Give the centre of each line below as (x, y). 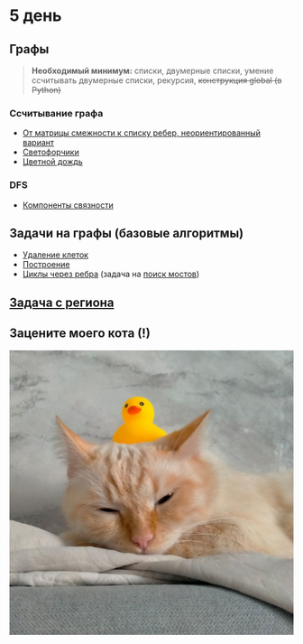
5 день (36, 16)
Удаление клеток (55, 255)
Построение (46, 265)
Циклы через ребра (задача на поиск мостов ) (111, 274)
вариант (38, 143)
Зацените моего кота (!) (80, 334)
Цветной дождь (52, 162)
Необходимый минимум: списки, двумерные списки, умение (152, 70)
